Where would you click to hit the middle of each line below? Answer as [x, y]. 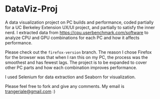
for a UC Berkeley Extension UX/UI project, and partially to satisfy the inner [80, 27]
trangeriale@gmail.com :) [30, 91]
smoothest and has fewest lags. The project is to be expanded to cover [76, 62]
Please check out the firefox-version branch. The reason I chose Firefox [78, 52]
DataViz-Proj [31, 9]
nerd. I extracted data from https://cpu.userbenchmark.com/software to [77, 32]
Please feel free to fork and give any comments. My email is [65, 86]
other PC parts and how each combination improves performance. [71, 67]
